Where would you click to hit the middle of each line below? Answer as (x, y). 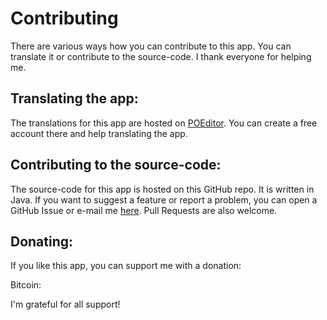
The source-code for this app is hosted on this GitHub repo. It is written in (162, 189)
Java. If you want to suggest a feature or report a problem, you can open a (164, 199)
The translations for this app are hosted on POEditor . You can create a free (164, 123)
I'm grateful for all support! (65, 304)
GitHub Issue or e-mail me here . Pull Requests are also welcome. (144, 210)
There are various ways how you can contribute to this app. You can (151, 46)
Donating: (42, 241)
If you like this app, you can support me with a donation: (126, 266)
